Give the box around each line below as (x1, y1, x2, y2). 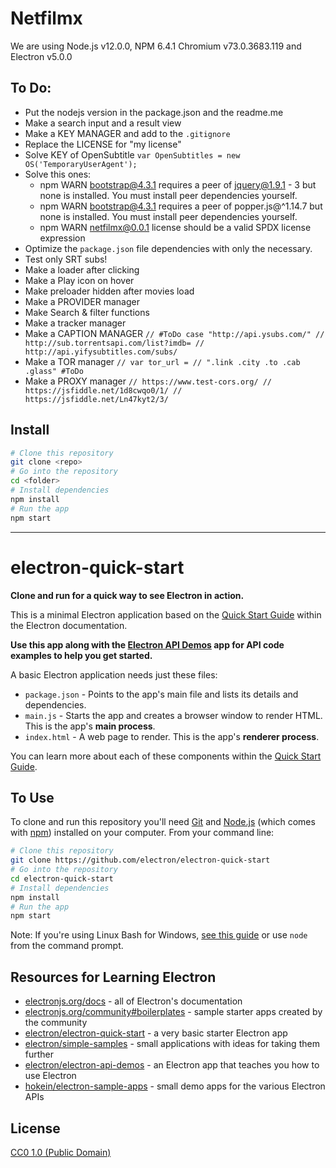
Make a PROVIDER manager (24, 295, 140, 307)
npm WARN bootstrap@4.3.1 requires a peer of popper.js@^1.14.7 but (39, 200, 323, 212)
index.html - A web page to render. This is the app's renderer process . (24, 730, 320, 742)
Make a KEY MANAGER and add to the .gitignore (24, 127, 231, 139)
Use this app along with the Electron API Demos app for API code (10, 638, 285, 651)
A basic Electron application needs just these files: (10, 668, 218, 681)
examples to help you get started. (10, 649, 153, 661)
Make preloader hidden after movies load (24, 285, 195, 297)
